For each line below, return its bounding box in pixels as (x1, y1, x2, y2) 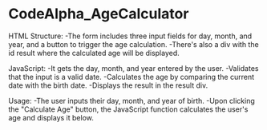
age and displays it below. (8, 112, 94, 122)
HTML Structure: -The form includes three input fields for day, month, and (8, 31, 253, 41)
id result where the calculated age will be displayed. (8, 48, 180, 57)
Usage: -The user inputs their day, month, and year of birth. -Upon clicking (8, 96, 255, 105)
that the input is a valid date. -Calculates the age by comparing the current (8, 72, 255, 81)
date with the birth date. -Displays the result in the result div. (8, 81, 208, 90)
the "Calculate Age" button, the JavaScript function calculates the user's (8, 104, 249, 114)
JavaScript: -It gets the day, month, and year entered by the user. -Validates (8, 63, 259, 73)
